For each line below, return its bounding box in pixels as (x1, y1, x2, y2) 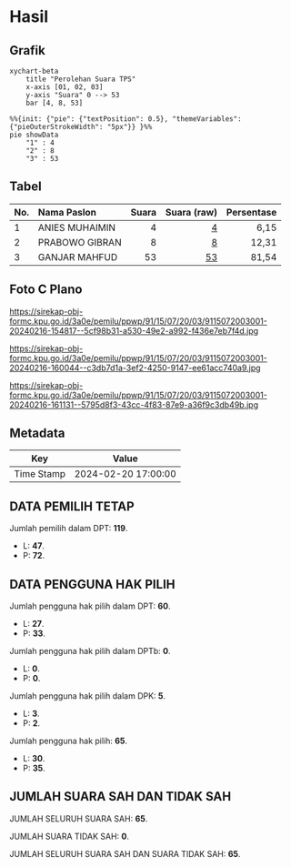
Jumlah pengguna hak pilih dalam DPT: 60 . (9, 600, 171, 611)
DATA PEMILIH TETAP (9, 499, 135, 514)
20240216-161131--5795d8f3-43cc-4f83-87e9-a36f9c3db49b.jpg (9, 398, 259, 410)
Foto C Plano (9, 282, 83, 297)
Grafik (9, 43, 45, 58)
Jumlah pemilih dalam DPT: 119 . (9, 523, 128, 534)
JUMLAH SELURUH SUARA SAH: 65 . (9, 812, 148, 824)
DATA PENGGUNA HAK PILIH (9, 576, 176, 592)
